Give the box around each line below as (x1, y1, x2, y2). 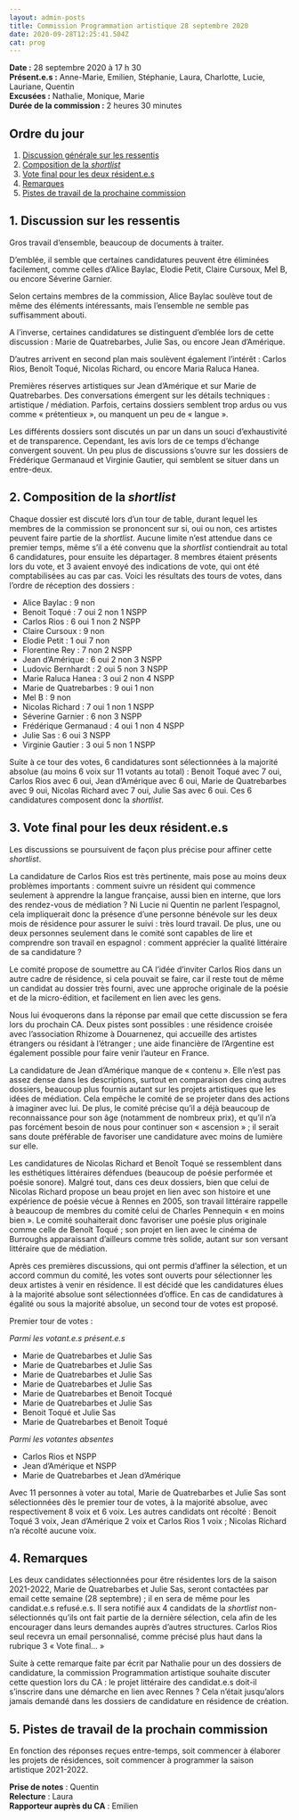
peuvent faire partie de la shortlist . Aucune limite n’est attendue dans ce (9, 532, 273, 543)
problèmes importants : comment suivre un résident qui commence (9, 880, 256, 891)
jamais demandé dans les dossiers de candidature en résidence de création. (9, 1696, 289, 1707)
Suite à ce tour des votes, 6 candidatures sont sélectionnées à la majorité (9, 756, 279, 767)
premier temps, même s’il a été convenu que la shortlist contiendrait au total (9, 541, 287, 553)
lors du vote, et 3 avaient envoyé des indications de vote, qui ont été (9, 561, 260, 572)
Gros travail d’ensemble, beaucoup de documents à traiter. (9, 237, 224, 248)
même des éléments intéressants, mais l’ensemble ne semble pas (9, 300, 249, 310)
